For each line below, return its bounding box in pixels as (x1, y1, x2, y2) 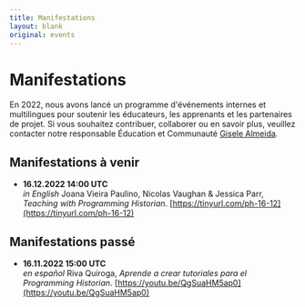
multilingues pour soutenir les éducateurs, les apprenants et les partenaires (9, 109, 293, 120)
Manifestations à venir (9, 154, 139, 170)
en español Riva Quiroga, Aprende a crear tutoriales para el (22, 267, 248, 278)
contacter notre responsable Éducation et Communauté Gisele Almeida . (9, 128, 279, 139)
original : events (9, 30, 76, 39)
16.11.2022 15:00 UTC (22, 258, 107, 269)
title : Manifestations (9, 13, 96, 23)
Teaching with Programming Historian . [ (22, 198, 173, 209)
